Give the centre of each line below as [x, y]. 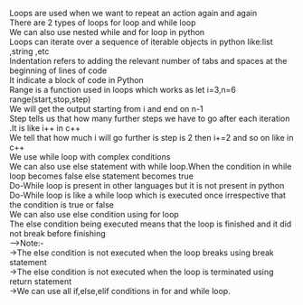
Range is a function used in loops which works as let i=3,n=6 [123, 90]
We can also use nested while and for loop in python [107, 32]
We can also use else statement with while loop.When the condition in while [151, 166]
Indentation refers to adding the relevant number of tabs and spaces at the [148, 61]
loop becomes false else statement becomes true [102, 176]
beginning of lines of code [58, 70]
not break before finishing [57, 233]
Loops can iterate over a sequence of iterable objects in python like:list [141, 42]
